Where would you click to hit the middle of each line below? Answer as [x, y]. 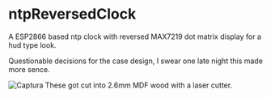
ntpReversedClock [72, 14]
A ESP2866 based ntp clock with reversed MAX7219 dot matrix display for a [135, 36]
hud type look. [32, 45]
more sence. [29, 69]
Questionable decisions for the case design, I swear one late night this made [135, 61]
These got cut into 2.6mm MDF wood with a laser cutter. [139, 85]
